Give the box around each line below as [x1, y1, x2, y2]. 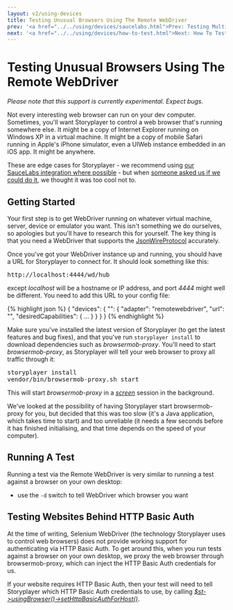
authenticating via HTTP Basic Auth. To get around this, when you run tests [7, 544, 222, 552]
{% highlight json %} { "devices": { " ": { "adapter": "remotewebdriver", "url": [7, 305, 225, 313]
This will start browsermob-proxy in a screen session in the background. [7, 388, 214, 397]
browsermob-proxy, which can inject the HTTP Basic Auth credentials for [7, 559, 216, 567]
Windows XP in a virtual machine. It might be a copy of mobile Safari [7, 133, 203, 141]
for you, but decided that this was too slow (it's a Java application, [25, 409, 215, 418]
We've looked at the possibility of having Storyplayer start [7, 402, 173, 410]
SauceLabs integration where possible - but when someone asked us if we [7, 168, 221, 177]
